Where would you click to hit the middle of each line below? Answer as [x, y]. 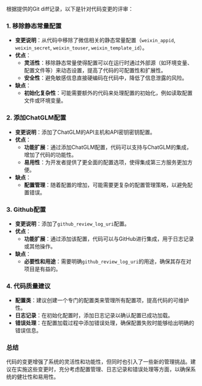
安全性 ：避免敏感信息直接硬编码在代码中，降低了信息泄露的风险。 [106, 78]
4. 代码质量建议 [29, 286]
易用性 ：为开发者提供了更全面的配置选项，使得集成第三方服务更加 [106, 162]
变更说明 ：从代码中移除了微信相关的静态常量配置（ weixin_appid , [95, 40]
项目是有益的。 [42, 269]
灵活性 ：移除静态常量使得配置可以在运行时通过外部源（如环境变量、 [108, 63]
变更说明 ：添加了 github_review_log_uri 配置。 [72, 223]
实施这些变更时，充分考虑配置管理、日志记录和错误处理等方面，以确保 [103, 369]
